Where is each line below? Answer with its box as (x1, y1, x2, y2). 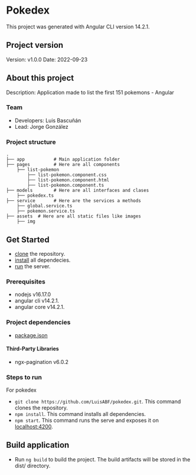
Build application (6, 440, 70, 450)
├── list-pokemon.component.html (27, 177, 110, 183)
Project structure (6, 138, 56, 146)
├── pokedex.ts (17, 193, 54, 199)
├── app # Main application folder (6, 157, 120, 162)
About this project (6, 73, 74, 83)
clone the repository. (14, 250, 66, 257)
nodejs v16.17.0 (14, 291, 51, 298)
